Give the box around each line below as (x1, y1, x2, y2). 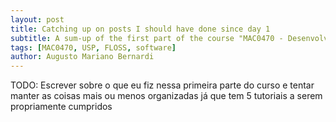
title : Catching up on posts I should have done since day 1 (10, 24, 271, 34)
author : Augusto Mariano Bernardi (10, 52, 155, 62)
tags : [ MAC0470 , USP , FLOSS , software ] (10, 42, 177, 53)
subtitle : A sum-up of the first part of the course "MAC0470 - (10, 33, 284, 43)
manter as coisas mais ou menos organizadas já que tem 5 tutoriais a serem (10, 90, 323, 102)
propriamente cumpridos (10, 101, 113, 113)
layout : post (10, 14, 65, 25)
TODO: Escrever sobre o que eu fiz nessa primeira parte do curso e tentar (10, 79, 315, 91)
